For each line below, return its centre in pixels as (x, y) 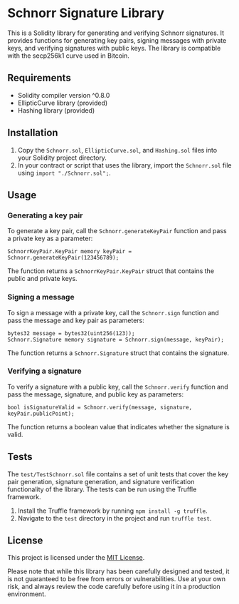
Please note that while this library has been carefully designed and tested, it (118, 571)
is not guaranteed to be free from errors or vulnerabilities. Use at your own (117, 579)
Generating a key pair (45, 215)
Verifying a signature (44, 371)
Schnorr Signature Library (86, 13)
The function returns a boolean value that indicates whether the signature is (118, 426)
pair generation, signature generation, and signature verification (101, 481)
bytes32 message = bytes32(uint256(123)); (71, 333)
